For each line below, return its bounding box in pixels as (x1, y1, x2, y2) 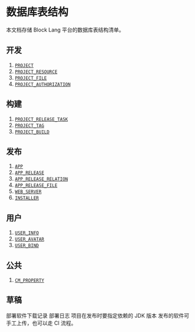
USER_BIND (14, 243, 40, 249)
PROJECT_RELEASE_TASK (14, 116, 68, 122)
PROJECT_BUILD (14, 129, 50, 135)
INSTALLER (14, 195, 40, 201)
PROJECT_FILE (14, 75, 47, 81)
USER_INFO (14, 230, 40, 236)
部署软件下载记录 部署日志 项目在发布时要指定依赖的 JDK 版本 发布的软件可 (6, 312, 190, 319)
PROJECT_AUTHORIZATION (14, 81, 71, 87)
